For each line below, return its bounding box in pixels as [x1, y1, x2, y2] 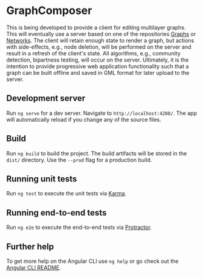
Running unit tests [6, 174, 77, 184]
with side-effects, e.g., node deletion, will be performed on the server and [6, 43, 191, 51]
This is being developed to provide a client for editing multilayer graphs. [6, 24, 187, 31]
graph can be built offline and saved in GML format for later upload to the [6, 69, 190, 76]
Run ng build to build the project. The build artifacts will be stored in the [6, 150, 187, 157]
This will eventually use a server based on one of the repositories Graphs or [6, 30, 196, 37]
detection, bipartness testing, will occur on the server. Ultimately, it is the [6, 56, 189, 63]
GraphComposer [6, 4, 92, 18]
